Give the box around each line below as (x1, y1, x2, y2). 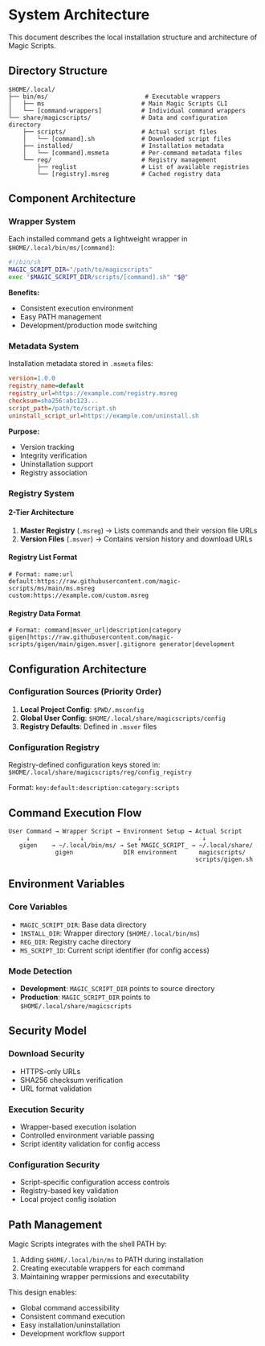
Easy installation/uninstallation (19, 1320, 120, 1330)
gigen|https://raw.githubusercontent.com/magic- (8, 633, 174, 641)
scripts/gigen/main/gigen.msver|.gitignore (8, 640, 157, 648)
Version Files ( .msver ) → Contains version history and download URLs (19, 533, 253, 544)
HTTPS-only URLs (19, 1066, 81, 1076)
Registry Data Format (8, 608, 81, 618)
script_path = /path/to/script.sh (8, 404, 116, 412)
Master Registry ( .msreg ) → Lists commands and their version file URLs (19, 525, 258, 535)
